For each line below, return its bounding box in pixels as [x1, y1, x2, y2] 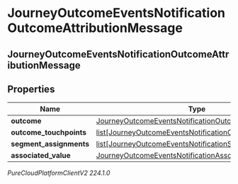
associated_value [11, 151, 71, 161]
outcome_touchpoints [11, 127, 87, 137]
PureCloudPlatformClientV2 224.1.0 [7, 168, 110, 178]
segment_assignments [11, 139, 90, 149]
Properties [7, 83, 55, 95]
